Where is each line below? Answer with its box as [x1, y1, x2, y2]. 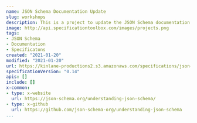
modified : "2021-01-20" [6, 57, 64, 63]
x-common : [6, 85, 30, 91]
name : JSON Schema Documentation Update [6, 8, 107, 15]
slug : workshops [6, 14, 46, 20]
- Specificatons [6, 47, 46, 53]
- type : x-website [6, 90, 51, 96]
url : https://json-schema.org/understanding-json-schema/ [11, 95, 157, 101]
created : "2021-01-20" [6, 52, 62, 58]
